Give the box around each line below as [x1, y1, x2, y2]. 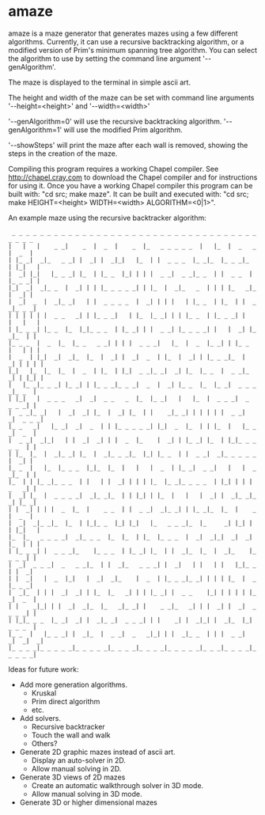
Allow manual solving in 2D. [31, 764, 122, 773]
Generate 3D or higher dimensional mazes [19, 798, 158, 807]
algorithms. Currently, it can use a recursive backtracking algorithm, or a [8, 36, 244, 46]
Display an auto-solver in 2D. [31, 755, 127, 765]
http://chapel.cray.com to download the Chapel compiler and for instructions [8, 172, 258, 182]
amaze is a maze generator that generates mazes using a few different [8, 28, 239, 38]
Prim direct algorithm [31, 696, 100, 706]
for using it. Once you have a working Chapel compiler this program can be [8, 180, 253, 190]
